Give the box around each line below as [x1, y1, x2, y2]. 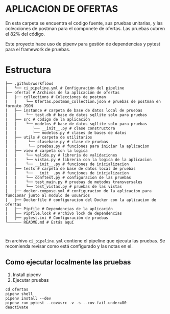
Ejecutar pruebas [12, 277, 50, 283]
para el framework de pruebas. [5, 46, 70, 52]
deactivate [5, 305, 29, 310]
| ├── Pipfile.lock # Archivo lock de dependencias [5, 211, 123, 216]
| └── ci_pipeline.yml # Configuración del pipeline [5, 85, 125, 91]
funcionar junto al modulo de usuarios [5, 193, 90, 198]
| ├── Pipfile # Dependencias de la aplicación [5, 206, 113, 211]
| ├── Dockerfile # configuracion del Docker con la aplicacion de [5, 197, 157, 203]
